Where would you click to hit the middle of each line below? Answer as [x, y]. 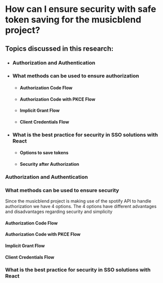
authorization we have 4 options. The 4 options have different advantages [81, 207]
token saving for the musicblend [73, 20]
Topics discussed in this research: [59, 48]
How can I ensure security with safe [81, 9]
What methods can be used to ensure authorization [76, 76]
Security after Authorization [49, 164]
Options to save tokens [44, 153]
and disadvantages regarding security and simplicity [59, 212]
